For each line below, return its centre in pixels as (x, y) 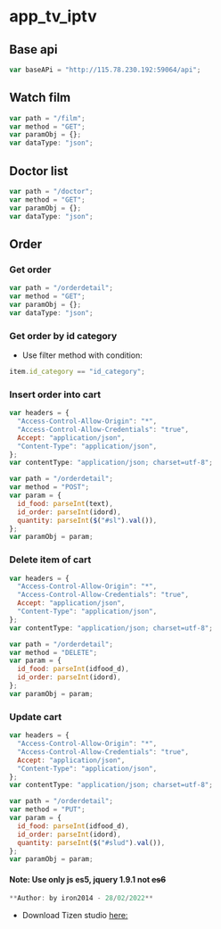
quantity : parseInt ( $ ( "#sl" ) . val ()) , (87, 520)
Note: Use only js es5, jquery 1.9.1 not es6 (88, 879)
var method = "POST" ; (49, 487)
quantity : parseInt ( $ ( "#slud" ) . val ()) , (91, 842)
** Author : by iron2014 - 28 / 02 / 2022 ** (81, 899)
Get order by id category (63, 336)
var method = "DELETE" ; (53, 652)
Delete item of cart (50, 560)
